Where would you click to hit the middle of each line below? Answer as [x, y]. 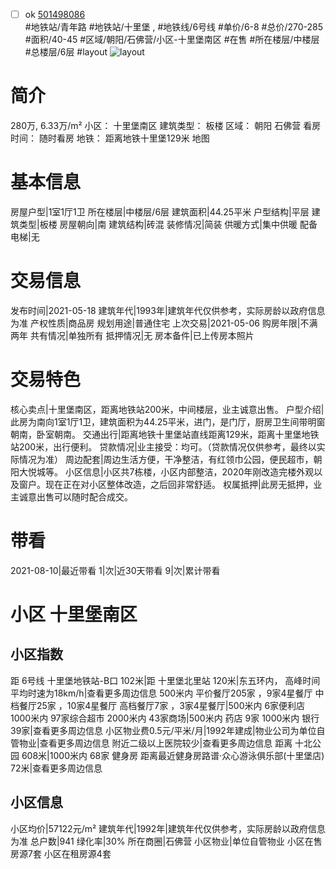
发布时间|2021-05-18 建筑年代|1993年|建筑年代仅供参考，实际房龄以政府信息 [168, 310]
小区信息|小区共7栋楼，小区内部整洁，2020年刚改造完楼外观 [189, 471]
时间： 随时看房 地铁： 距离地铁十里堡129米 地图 [110, 138]
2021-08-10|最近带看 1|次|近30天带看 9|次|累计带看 [115, 570]
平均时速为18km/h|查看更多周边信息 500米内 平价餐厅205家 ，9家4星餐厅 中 [167, 693]
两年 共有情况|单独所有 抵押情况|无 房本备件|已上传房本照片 [132, 335]
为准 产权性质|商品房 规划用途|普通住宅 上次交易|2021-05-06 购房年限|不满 [164, 323]
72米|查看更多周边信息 [56, 768]
